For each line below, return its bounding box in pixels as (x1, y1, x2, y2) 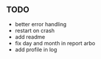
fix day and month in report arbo (14, 39, 96, 46)
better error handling (14, 20, 67, 27)
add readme (14, 33, 45, 41)
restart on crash (14, 27, 55, 34)
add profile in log (14, 46, 57, 53)
